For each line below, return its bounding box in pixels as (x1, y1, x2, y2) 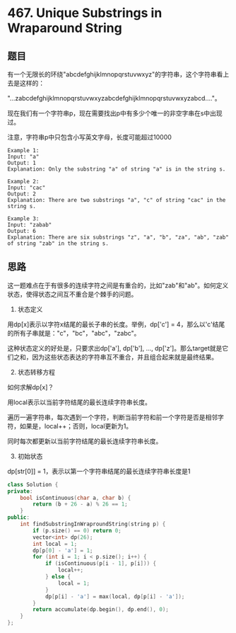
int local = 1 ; (33, 540, 78, 547)
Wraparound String (7, 20, 122, 36)
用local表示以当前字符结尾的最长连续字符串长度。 (7, 398, 152, 406)
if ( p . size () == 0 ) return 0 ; (33, 527, 122, 534)
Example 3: (7, 215, 40, 222)
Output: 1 (7, 159, 37, 166)
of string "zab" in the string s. (7, 240, 110, 247)
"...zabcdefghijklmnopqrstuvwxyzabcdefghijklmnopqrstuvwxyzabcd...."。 (7, 94, 221, 102)
